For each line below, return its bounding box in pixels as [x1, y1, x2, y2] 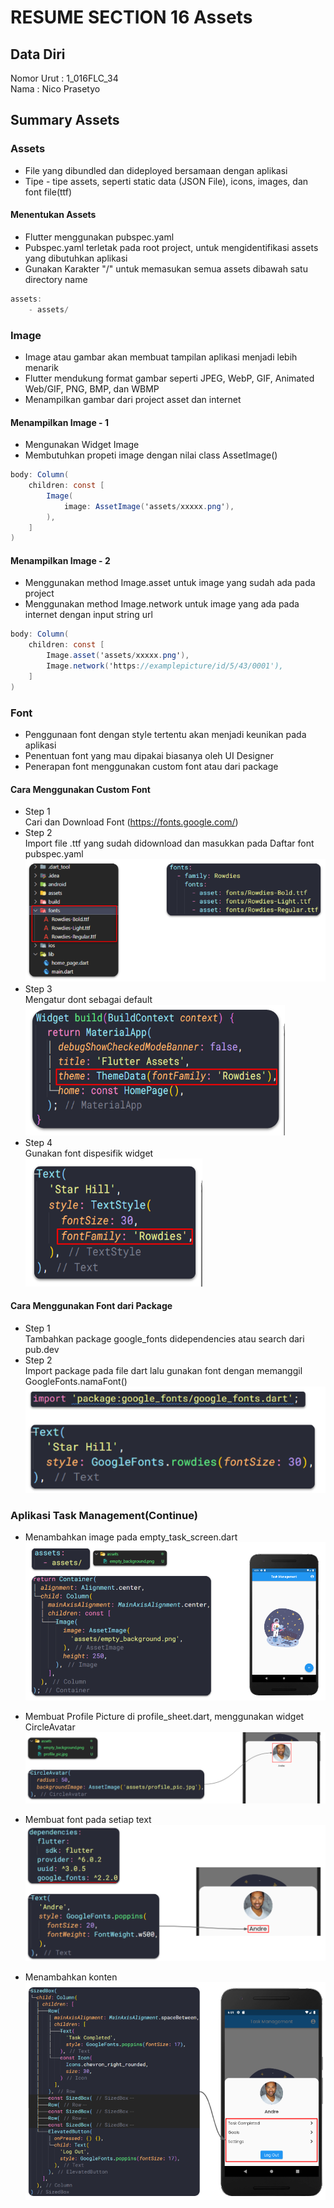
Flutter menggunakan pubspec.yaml [24, 231, 175, 243]
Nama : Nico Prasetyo [10, 83, 101, 95]
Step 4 [24, 1136, 53, 1148]
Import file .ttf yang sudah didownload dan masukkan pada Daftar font [24, 837, 315, 850]
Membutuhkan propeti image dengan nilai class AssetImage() [24, 449, 278, 461]
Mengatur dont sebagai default [24, 993, 153, 1005]
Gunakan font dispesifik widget [24, 1147, 154, 1159]
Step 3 [24, 982, 53, 995]
